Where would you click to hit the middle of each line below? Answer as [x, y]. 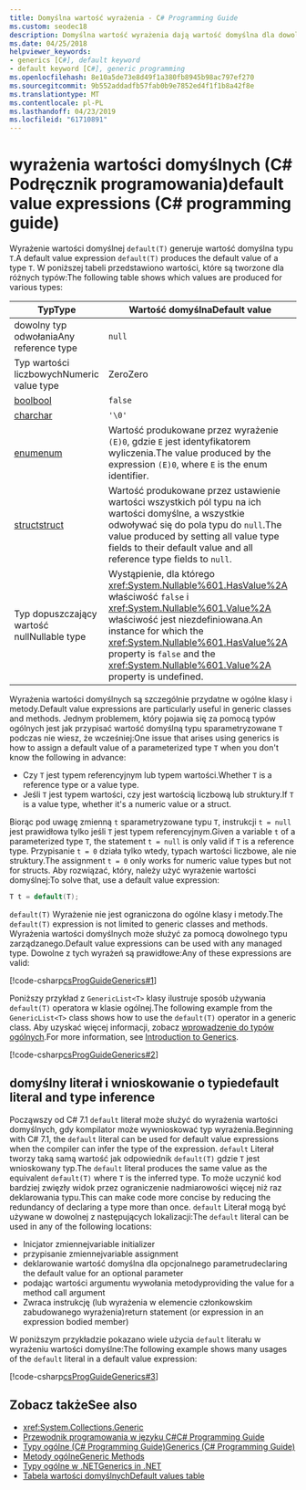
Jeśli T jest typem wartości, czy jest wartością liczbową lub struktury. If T [158, 794]
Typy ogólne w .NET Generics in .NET [92, 1465]
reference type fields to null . [170, 560]
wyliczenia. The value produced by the [189, 453]
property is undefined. [156, 677]
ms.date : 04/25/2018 [49, 43]
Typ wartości [42, 363]
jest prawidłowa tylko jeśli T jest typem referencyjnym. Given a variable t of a [153, 832]
